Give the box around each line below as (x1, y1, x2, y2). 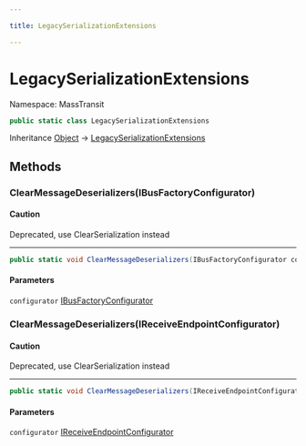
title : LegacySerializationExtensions (9, 21, 157, 30)
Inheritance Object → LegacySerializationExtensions (9, 133, 206, 144)
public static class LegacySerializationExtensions (9, 116, 209, 126)
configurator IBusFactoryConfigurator (9, 295, 153, 306)
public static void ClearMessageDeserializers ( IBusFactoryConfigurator (9, 255, 287, 264)
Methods (9, 158, 62, 174)
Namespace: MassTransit (9, 98, 105, 109)
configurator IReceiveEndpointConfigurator (9, 427, 174, 438)
